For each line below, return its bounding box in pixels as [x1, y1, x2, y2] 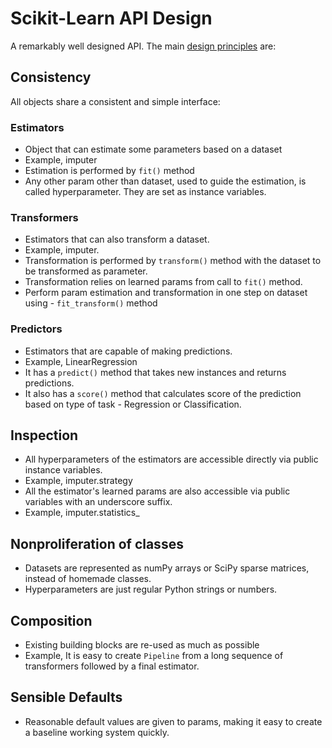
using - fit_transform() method [24, 297, 158, 309]
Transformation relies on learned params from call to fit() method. [24, 276, 303, 288]
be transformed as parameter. [24, 265, 148, 277]
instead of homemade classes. [24, 573, 152, 585]
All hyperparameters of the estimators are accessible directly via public [24, 453, 319, 466]
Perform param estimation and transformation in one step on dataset [24, 287, 308, 299]
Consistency [10, 69, 92, 86]
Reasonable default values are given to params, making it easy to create [24, 715, 323, 727]
